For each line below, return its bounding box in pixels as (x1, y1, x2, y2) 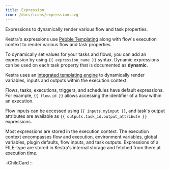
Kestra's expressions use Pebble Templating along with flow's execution (5, 36, 157, 42)
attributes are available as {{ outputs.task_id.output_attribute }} (5, 113, 147, 119)
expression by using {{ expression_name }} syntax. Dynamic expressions (5, 56, 159, 62)
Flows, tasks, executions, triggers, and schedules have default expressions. (5, 87, 164, 93)
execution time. (5, 150, 38, 156)
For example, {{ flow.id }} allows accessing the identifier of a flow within (5, 92, 162, 98)
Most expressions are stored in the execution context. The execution (5, 128, 149, 134)
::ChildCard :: (5, 159, 33, 165)
